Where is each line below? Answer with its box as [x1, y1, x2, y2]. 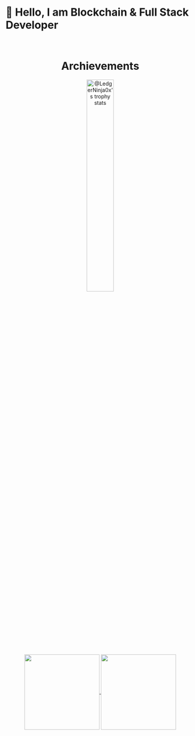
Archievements [61, 60, 139, 73]
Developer [5, 18, 58, 32]
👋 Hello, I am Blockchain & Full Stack [5, 5, 190, 19]
